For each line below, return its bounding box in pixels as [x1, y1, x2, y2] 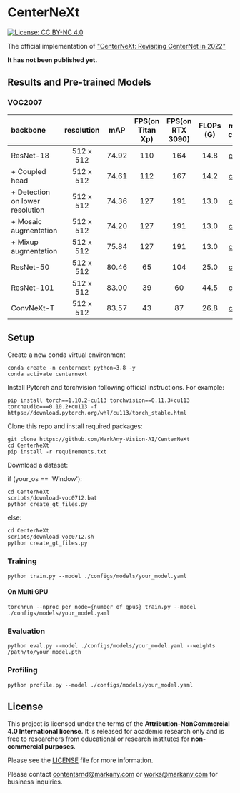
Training [7, 556, 37, 566]
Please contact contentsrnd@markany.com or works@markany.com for [7, 770, 218, 779]
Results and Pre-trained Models [7, 76, 151, 89]
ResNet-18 [11, 151, 50, 161]
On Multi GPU [7, 587, 49, 596]
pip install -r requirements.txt [7, 448, 107, 455]
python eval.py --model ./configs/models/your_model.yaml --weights [7, 642, 216, 650]
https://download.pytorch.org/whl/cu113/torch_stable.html [7, 410, 187, 417]
